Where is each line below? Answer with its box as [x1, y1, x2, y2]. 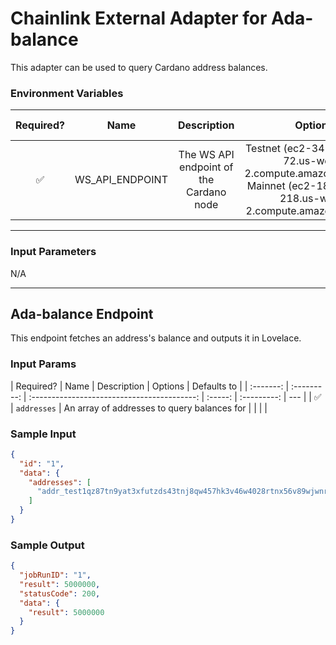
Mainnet [246, 179, 286, 193]
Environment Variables [10, 86, 124, 100]
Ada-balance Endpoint [10, 305, 154, 322]
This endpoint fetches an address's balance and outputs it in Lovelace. [10, 332, 302, 344]
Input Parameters [10, 245, 97, 259]
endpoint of [179, 160, 234, 174]
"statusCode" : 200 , [19, 588, 101, 599]
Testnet [245, 142, 282, 156]
